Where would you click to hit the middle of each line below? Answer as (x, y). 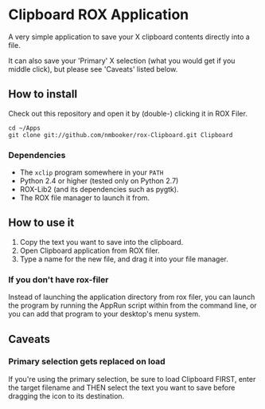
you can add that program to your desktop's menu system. (104, 314)
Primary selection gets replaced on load (87, 362)
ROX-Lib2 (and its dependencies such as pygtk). (99, 190)
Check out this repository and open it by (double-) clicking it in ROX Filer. (128, 113)
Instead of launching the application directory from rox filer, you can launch (132, 297)
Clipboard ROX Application (99, 15)
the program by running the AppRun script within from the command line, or (132, 305)
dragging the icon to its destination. (66, 395)
